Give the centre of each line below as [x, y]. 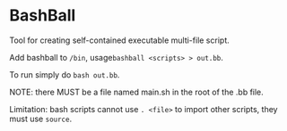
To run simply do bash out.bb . [65, 74]
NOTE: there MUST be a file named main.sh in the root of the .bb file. [137, 92]
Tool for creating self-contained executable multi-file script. [120, 40]
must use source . [41, 119]
